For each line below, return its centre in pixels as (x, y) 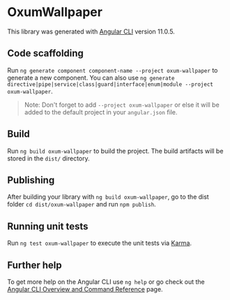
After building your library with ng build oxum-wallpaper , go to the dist (108, 197)
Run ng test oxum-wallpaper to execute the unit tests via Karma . (100, 243)
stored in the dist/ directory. (49, 158)
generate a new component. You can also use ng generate (91, 77)
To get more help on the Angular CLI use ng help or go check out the (106, 282)
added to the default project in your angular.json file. (101, 112)
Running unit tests (48, 226)
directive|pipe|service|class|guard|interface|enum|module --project (110, 84)
